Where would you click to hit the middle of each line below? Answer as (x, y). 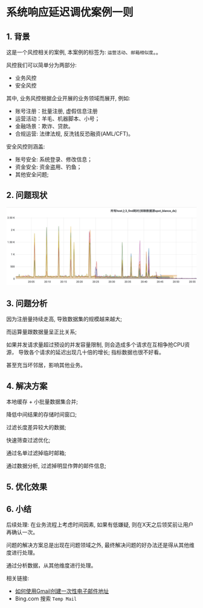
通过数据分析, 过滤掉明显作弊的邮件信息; (56, 466)
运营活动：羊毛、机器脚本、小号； (57, 119)
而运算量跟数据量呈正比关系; (42, 332)
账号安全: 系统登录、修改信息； (53, 159)
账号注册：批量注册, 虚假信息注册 (56, 111)
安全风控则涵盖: (26, 146)
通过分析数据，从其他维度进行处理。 (51, 566)
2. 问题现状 (27, 195)
